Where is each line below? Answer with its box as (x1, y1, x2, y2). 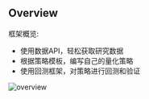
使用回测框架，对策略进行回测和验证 (19, 66, 141, 76)
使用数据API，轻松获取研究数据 (19, 46, 124, 56)
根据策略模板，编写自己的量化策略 (19, 56, 134, 65)
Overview (8, 6, 59, 20)
